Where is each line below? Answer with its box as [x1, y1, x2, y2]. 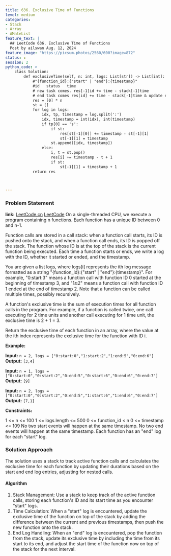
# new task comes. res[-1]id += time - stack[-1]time [32, 88, 149, 94]
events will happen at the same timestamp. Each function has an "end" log [5, 428, 161, 434]
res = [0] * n [32, 98, 63, 103]
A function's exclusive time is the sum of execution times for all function [5, 301, 156, 307]
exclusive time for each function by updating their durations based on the [5, 463, 159, 469]
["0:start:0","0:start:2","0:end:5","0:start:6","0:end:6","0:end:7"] [5, 373, 158, 378]
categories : [5, 17, 31, 22]
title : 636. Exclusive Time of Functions [5, 7, 95, 13]
